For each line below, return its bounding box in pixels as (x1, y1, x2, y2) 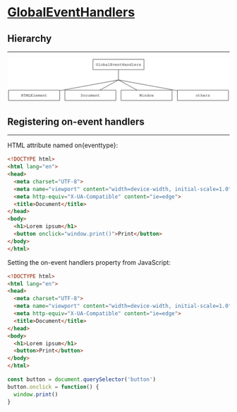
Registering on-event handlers (7, 115, 145, 127)
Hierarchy (7, 33, 52, 45)
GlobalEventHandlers (7, 4, 135, 21)
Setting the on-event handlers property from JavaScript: (7, 258, 171, 266)
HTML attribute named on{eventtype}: (7, 141, 119, 149)
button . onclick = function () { (7, 383, 99, 390)
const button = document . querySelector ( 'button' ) (7, 376, 157, 383)
